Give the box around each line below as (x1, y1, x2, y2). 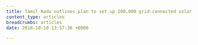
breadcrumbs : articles (6, 19, 62, 25)
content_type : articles (6, 14, 65, 20)
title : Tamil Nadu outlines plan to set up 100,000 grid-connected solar (6, 8, 193, 15)
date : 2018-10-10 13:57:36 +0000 (6, 25, 89, 31)
